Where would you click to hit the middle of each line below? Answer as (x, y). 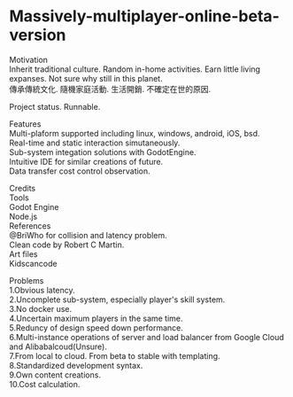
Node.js (23, 216)
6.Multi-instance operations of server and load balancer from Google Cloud (147, 337)
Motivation (29, 59)
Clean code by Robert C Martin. (67, 245)
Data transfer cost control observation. (80, 171)
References (30, 226)
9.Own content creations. (55, 375)
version (38, 35)
